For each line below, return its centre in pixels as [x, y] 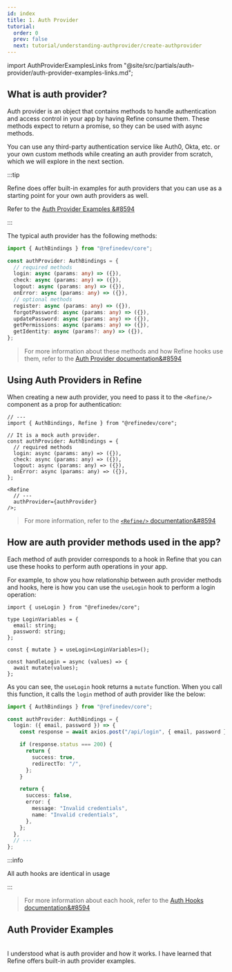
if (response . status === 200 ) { [66, 744]
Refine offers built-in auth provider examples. [71, 961]
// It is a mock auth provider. [54, 435]
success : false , [49, 796]
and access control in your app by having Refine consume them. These [108, 118]
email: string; [35, 625]
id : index [21, 13]
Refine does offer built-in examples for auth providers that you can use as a [115, 188]
